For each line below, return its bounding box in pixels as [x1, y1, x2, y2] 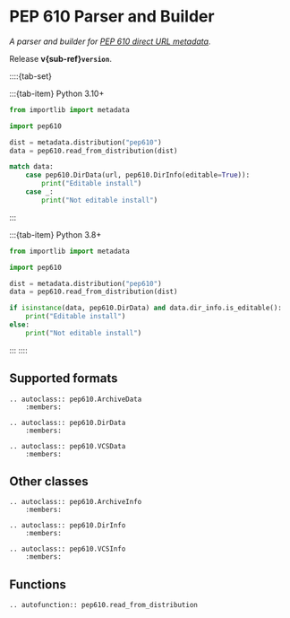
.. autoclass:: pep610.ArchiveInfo [9, 498, 142, 507]
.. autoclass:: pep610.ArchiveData [9, 395, 142, 404]
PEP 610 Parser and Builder [9, 6, 215, 27]
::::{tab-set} [9, 70, 52, 82]
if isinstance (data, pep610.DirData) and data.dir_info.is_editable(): [9, 303, 282, 313]
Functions [9, 577, 67, 592]
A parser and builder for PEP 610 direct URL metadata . [9, 36, 211, 47]
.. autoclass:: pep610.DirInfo [9, 521, 126, 530]
